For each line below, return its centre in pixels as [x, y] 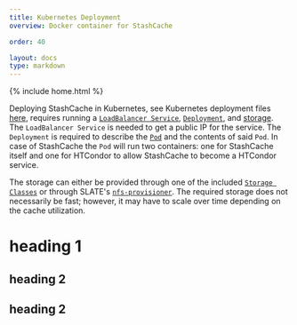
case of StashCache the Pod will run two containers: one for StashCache [141, 147]
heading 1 [45, 246]
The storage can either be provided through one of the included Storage [141, 182]
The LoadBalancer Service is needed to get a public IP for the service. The [145, 127]
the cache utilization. [48, 210]
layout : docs [33, 58]
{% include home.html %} [56, 91]
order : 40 [28, 42]
